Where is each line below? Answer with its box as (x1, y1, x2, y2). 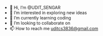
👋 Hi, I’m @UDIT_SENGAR (9, 5, 61, 10)
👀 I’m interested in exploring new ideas (9, 10, 87, 16)
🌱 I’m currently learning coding (9, 15, 72, 20)
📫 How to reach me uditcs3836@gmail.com (9, 26, 98, 31)
